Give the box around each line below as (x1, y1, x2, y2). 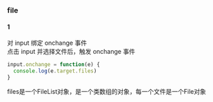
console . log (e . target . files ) (13, 68, 97, 74)
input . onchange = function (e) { (7, 61, 100, 68)
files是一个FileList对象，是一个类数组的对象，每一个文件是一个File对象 (7, 87, 207, 95)
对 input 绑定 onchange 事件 (7, 39, 88, 47)
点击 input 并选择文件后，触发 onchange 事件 (7, 48, 136, 56)
